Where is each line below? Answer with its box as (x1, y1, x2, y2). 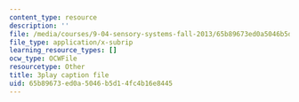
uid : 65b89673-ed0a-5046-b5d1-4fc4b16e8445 (9, 79, 174, 88)
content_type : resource (9, 12, 98, 22)
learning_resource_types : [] (9, 46, 117, 55)
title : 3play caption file (9, 71, 109, 80)
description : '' (9, 21, 69, 30)
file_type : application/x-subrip (9, 37, 133, 47)
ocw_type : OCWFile (9, 54, 77, 63)
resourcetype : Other (9, 63, 86, 72)
